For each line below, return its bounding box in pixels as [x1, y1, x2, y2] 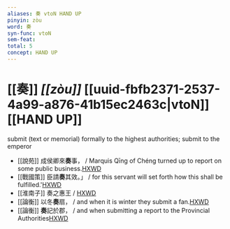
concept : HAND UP [7, 50, 58, 57]
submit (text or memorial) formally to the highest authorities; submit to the [7, 134, 220, 143]
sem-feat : [7, 36, 36, 43]
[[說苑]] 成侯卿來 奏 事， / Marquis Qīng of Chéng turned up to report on [17, 156, 222, 165]
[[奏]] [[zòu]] [7, 82, 82, 98]
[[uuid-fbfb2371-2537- [83, 82, 220, 98]
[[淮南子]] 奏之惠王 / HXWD [17, 189, 96, 197]
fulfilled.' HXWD [17, 180, 62, 189]
